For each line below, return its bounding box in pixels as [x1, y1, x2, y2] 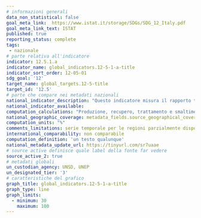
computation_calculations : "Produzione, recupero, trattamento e [6, 109, 172, 115]
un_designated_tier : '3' [6, 170, 68, 176]
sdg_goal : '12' [6, 75, 44, 81]
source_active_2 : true [6, 153, 63, 159]
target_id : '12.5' [6, 87, 52, 93]
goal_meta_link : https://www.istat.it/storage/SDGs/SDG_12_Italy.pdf [6, 20, 186, 26]
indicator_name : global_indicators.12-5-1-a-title [6, 64, 135, 70]
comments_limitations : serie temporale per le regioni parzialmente [6, 125, 181, 131]
